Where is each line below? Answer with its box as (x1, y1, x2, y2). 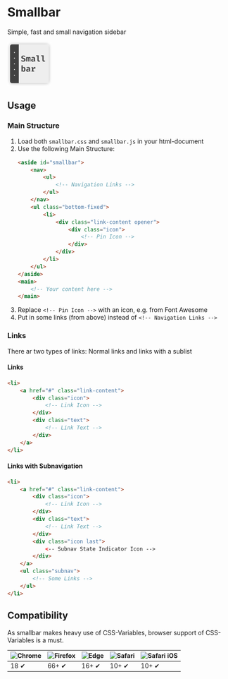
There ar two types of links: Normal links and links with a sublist (7, 347, 192, 355)
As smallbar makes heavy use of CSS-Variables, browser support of (7, 628, 204, 637)
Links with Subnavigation (7, 462, 83, 470)
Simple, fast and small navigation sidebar (7, 28, 127, 36)
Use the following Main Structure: (17, 144, 115, 152)
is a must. (35, 636, 64, 644)
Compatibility (7, 610, 68, 622)
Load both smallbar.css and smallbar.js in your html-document (17, 137, 204, 145)
